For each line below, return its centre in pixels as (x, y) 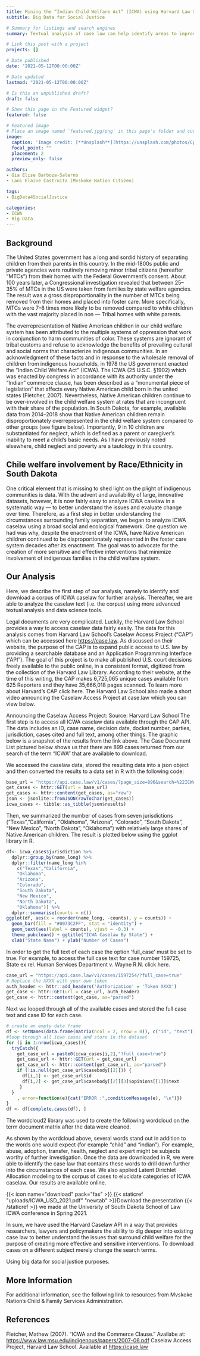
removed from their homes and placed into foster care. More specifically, (96, 301)
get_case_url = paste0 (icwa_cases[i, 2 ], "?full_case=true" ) (92, 1054)
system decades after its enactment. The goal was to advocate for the (92, 545)
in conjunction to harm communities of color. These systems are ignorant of (99, 338)
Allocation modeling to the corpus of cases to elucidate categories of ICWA (99, 1176)
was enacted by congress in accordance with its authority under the (90, 376)
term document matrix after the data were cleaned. (69, 1127)
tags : (13, 191)
